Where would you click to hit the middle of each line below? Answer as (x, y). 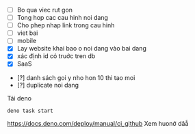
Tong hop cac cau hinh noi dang (62, 18)
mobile (26, 41)
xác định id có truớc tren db (56, 56)
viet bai (27, 33)
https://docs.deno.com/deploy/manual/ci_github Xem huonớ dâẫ (98, 123)
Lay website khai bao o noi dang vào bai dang (82, 49)
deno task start (30, 111)
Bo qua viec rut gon (45, 10)
